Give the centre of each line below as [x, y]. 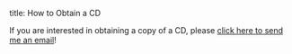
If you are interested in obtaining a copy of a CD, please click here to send [146, 30]
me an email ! [33, 40]
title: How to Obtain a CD [55, 13]
